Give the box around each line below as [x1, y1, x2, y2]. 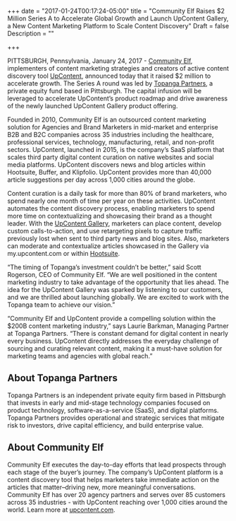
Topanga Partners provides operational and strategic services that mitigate [7, 414, 225, 422]
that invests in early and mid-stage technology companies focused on [7, 398, 211, 406]
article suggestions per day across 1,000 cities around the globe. [7, 175, 196, 184]
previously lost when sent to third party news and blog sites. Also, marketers [7, 234, 230, 242]
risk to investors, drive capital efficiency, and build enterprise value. [7, 421, 204, 429]
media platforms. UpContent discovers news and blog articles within [7, 160, 206, 169]
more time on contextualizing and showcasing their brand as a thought [7, 212, 213, 220]
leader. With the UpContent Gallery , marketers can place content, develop [7, 219, 222, 228]
